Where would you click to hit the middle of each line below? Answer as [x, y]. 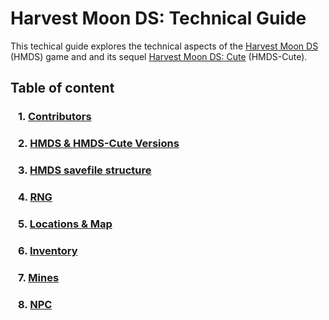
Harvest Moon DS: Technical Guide [158, 18]
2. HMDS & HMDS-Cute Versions [99, 144]
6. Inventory [48, 250]
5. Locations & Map [65, 224]
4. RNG [35, 197]
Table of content [62, 88]
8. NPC [35, 304]
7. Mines [39, 277]
